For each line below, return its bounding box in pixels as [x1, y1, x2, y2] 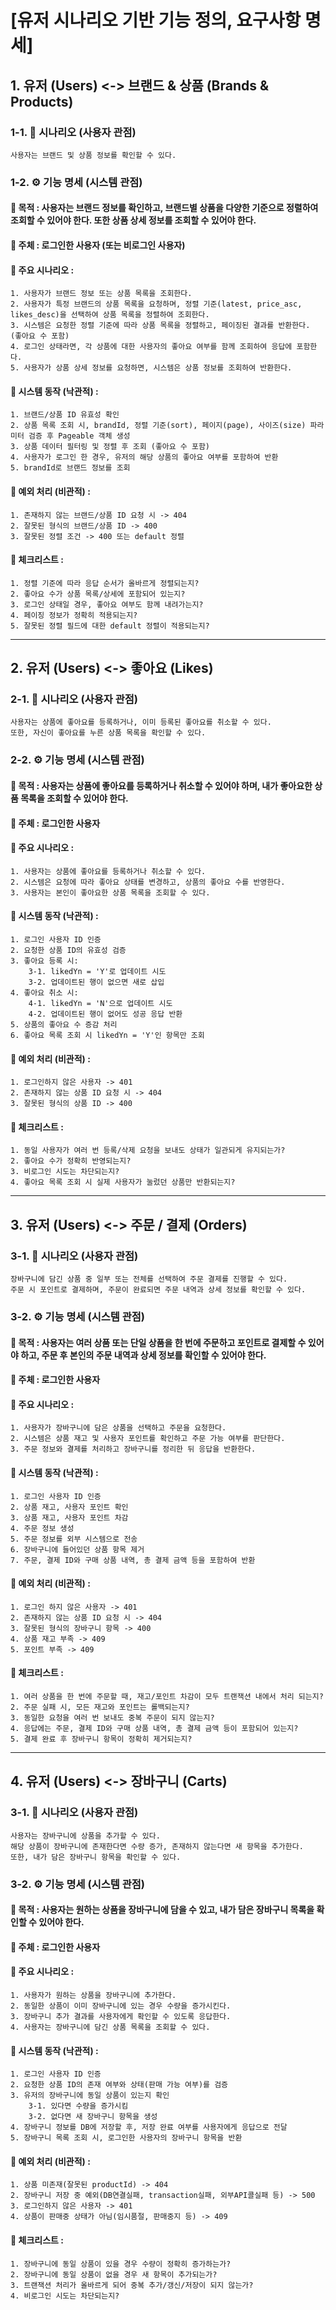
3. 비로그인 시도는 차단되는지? [10, 1167, 120, 1177]
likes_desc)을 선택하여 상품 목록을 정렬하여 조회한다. [10, 310, 210, 320]
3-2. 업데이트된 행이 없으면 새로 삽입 [28, 977, 165, 987]
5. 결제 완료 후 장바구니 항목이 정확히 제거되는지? [10, 1734, 193, 1745]
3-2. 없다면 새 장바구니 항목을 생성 [28, 2112, 158, 2122]
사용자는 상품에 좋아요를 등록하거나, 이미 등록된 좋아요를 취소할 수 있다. [10, 717, 272, 728]
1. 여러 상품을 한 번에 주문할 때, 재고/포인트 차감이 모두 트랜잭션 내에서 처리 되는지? [10, 1692, 324, 1702]
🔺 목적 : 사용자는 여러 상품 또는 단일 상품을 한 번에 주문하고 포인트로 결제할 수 [10, 1336, 307, 1348]
